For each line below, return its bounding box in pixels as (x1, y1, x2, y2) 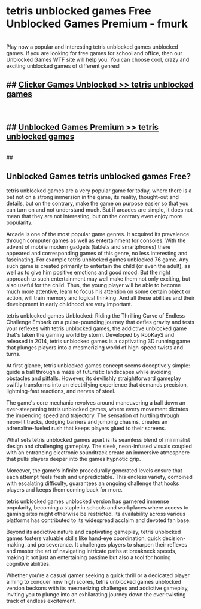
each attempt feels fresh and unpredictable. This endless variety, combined (6, 474, 193, 481)
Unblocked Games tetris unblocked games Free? (6, 171, 191, 181)
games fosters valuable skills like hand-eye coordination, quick (6, 535, 162, 542)
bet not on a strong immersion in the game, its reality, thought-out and (6, 194, 179, 201)
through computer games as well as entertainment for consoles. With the (6, 237, 187, 244)
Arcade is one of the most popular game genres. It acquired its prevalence (6, 231, 190, 238)
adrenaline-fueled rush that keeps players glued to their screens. (6, 424, 166, 432)
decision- (162, 535, 186, 542)
